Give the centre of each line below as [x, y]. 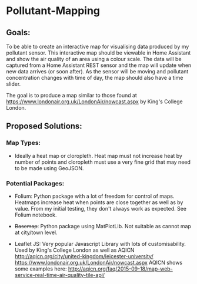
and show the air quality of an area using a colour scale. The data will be [94, 59]
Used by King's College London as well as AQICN [74, 250]
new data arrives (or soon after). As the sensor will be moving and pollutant [97, 71]
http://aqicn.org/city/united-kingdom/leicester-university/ [84, 256]
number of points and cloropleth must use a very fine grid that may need [103, 162]
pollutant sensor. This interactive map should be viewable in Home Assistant [98, 53]
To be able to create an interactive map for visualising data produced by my [98, 46]
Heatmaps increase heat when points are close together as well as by [99, 202]
